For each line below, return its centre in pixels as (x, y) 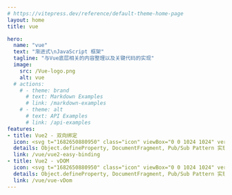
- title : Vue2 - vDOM (38, 161)
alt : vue (32, 77)
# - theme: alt (41, 110)
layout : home (26, 20)
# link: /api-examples (58, 122)
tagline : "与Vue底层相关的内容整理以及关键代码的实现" (84, 58)
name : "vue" (31, 46)
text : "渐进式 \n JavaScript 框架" (59, 52)
